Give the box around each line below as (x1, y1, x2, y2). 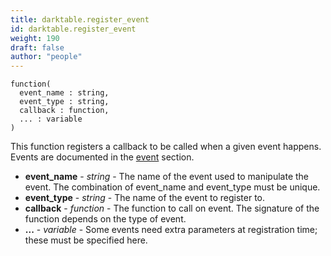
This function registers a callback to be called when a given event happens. (10, 141, 322, 153)
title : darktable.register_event (10, 14, 150, 25)
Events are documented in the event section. (10, 151, 195, 163)
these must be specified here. (24, 234, 148, 246)
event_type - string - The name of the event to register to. (24, 192, 266, 204)
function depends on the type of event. (24, 213, 187, 225)
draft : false (10, 42, 65, 53)
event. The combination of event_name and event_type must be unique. (24, 181, 321, 193)
